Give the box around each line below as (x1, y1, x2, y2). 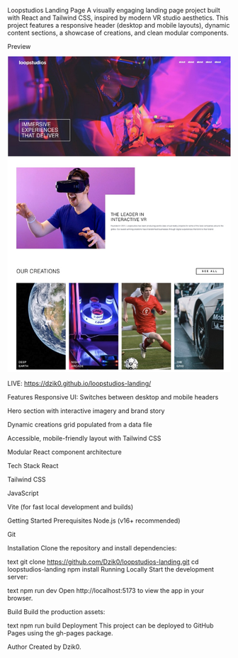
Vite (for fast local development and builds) (7, 502, 134, 511)
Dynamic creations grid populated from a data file (7, 420, 152, 429)
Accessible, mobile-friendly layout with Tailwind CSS (7, 433, 161, 442)
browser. (7, 594, 33, 602)
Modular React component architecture (7, 448, 122, 456)
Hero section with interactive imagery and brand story (7, 407, 165, 415)
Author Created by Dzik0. (7, 642, 81, 651)
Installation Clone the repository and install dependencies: (7, 543, 177, 552)
